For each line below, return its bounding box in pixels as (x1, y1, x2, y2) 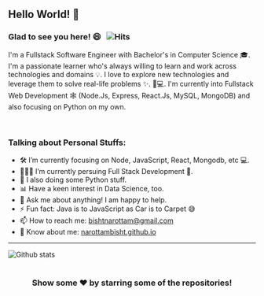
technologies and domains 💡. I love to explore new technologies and (8, 69, 229, 79)
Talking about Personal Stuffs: (8, 137, 126, 148)
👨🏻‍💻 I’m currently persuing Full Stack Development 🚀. (19, 166, 193, 176)
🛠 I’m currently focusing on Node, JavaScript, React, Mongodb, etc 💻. (19, 155, 250, 165)
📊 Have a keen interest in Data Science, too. (19, 183, 164, 193)
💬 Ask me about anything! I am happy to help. (19, 194, 167, 205)
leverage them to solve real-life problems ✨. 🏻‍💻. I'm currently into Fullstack (8, 79, 254, 88)
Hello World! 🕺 (8, 8, 80, 21)
